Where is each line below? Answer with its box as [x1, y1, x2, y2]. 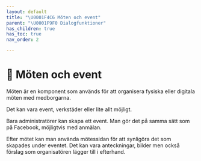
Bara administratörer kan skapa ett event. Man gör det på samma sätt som [6, 117, 190, 124]
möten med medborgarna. [6, 94, 71, 101]
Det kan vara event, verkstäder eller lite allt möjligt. [6, 106, 132, 113]
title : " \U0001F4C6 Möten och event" [6, 14, 101, 20]
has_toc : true [6, 31, 42, 37]
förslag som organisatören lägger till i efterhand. [6, 148, 126, 155]
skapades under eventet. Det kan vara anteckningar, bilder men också [6, 142, 180, 149]
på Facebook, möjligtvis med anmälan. [6, 124, 102, 131]
